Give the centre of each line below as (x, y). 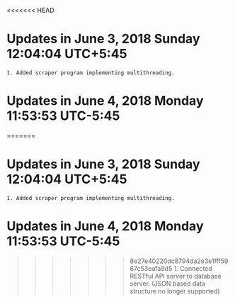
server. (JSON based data (168, 284)
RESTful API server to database (176, 276)
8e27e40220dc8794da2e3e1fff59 (179, 261)
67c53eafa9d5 (151, 268)
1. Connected (193, 268)
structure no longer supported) (175, 291)
